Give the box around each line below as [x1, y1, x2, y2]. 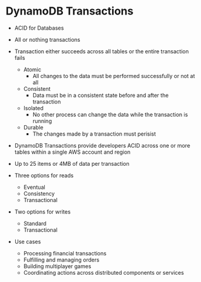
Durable [23, 123, 44, 131]
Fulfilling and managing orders [23, 256, 100, 263]
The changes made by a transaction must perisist [32, 130, 156, 137]
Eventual [23, 183, 46, 191]
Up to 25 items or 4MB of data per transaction [14, 160, 130, 167]
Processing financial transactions [23, 249, 107, 257]
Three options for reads [14, 171, 74, 179]
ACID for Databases [14, 24, 64, 31]
